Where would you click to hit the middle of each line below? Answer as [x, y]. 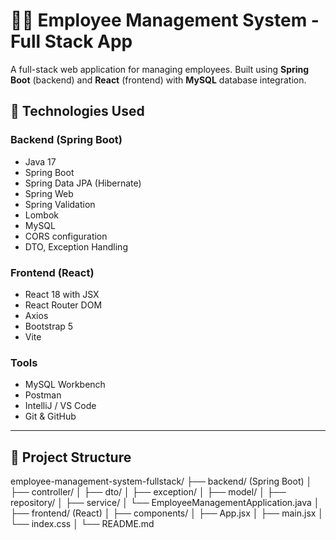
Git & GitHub [50, 416]
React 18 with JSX [62, 294]
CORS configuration [66, 236]
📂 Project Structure [71, 457]
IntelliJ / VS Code [60, 406]
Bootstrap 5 [49, 326]
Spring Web [49, 193]
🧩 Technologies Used [77, 111]
